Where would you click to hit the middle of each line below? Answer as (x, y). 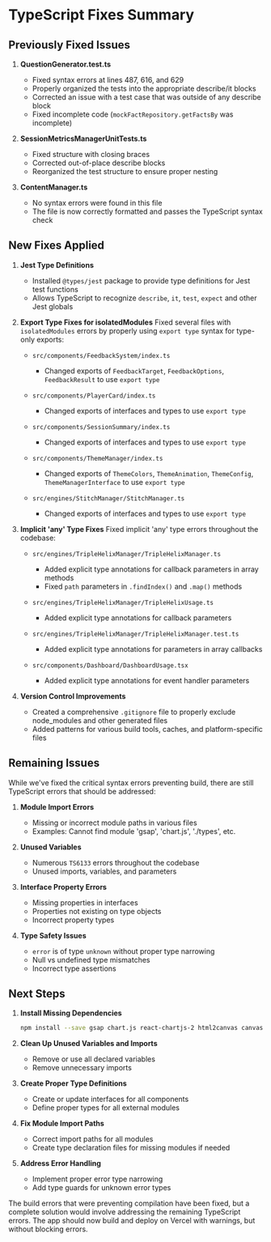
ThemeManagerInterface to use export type (114, 482)
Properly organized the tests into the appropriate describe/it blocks (144, 88)
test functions (55, 289)
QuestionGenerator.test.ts (66, 64)
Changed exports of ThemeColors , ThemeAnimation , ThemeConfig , (149, 473)
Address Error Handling (60, 1163)
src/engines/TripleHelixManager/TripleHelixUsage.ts (123, 602)
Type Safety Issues (53, 935)
